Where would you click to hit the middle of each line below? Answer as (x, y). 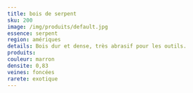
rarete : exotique (33, 79)
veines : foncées (31, 72)
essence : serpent (33, 33)
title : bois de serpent (42, 14)
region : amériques (34, 40)
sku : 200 (20, 20)
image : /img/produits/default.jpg (58, 27)
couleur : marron (31, 59)
